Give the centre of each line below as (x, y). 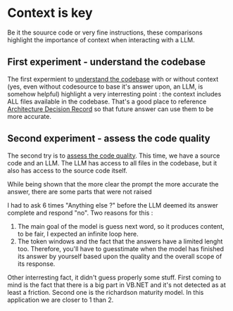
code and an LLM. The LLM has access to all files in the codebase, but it (112, 163)
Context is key (50, 13)
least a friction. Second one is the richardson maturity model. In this (106, 292)
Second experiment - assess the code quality (109, 139)
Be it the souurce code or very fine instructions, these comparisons (105, 32)
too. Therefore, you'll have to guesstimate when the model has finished (120, 248)
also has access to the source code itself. (68, 170)
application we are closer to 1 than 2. (61, 300)
